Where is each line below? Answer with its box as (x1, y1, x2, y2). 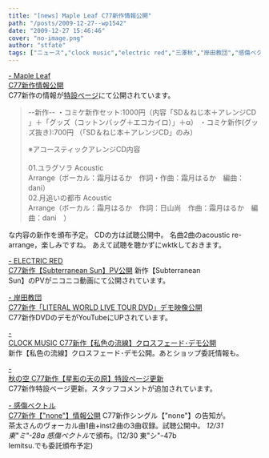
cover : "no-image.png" (8, 34, 84, 42)
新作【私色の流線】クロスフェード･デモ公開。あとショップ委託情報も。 (8, 348, 243, 357)
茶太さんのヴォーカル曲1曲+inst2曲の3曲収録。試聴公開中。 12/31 (8, 421, 224, 430)
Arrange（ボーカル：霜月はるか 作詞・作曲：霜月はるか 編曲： (27, 173, 245, 183)
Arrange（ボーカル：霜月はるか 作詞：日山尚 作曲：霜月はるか (27, 203, 245, 212)
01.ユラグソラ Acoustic (27, 163, 104, 172)
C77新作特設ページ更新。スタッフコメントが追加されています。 (8, 384, 218, 393)
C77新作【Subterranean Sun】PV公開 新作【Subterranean (8, 266, 201, 275)
